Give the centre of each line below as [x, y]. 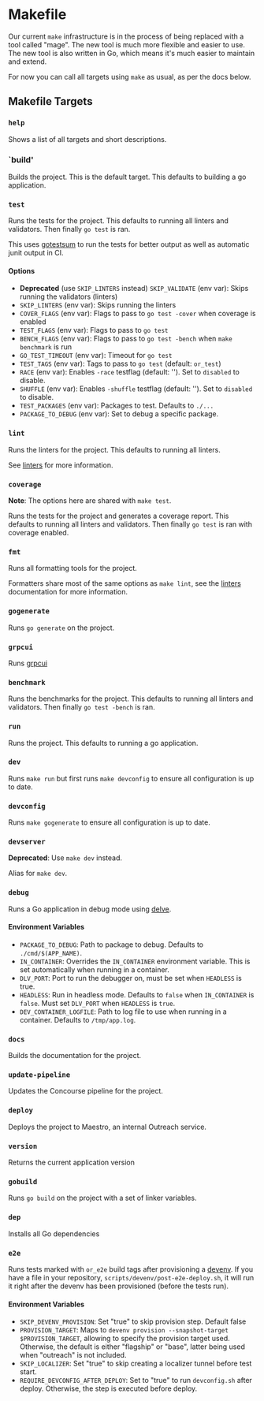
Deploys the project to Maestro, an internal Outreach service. [108, 1127]
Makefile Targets [50, 101]
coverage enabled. [39, 533]
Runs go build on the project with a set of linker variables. [102, 1198]
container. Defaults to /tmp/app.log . [78, 1019]
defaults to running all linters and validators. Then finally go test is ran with [130, 524]
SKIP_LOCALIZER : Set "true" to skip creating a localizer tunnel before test [136, 1364]
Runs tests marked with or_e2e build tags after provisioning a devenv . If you [131, 1269]
